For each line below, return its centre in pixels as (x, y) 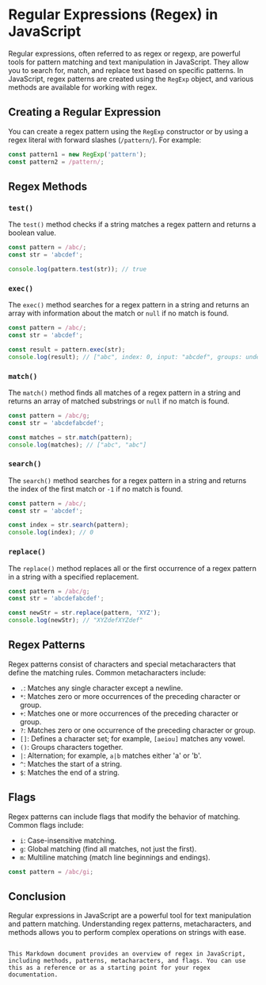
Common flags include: (46, 825)
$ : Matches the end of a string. (70, 772)
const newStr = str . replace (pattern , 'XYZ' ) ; (84, 613)
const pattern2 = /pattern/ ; (56, 162)
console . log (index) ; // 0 (51, 533)
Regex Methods (48, 186)
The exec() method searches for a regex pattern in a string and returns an (129, 305)
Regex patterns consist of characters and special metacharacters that (122, 664)
